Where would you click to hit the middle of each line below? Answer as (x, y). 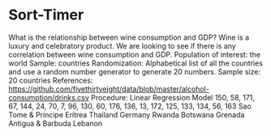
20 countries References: (51, 80)
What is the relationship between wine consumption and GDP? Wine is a (129, 37)
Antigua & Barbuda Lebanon (56, 123)
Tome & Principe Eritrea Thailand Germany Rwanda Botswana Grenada (127, 114)
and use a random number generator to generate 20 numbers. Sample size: (135, 71)
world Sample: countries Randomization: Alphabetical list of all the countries (136, 63)
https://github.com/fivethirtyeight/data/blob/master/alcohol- (109, 89)
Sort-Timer (46, 15)
